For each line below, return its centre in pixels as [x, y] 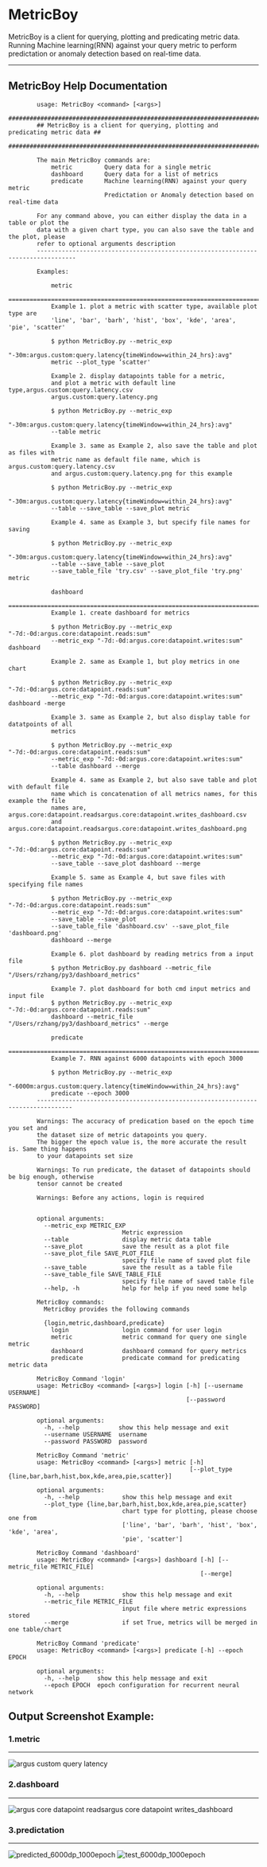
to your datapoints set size [85, 1156]
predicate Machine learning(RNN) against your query [149, 181]
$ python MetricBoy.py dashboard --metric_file [131, 968]
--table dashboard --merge [95, 766]
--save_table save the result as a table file [138, 1267]
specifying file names [46, 884]
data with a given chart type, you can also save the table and [145, 230]
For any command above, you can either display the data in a [142, 216]
